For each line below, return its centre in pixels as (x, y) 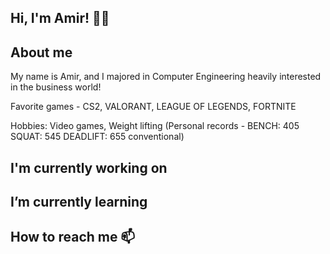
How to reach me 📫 (73, 237)
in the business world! (56, 87)
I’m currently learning (79, 201)
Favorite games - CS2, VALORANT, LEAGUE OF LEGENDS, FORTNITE (153, 107)
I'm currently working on (89, 167)
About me (41, 52)
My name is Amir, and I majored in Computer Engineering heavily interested (166, 77)
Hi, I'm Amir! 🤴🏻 (60, 18)
